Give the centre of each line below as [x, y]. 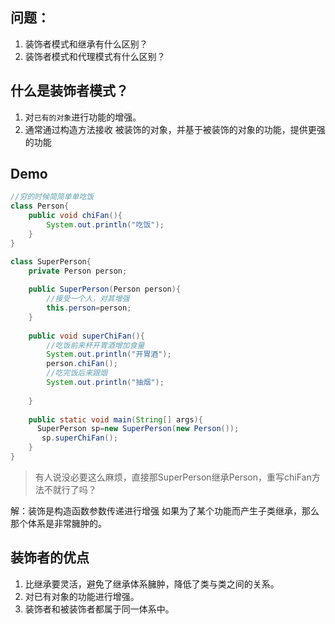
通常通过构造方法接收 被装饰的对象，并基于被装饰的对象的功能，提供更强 [175, 129]
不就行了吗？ [70, 489]
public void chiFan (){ [75, 216]
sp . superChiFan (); [79, 438]
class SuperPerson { [51, 261]
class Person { [40, 206]
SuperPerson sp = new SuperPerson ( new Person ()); [138, 429]
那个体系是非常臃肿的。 [58, 523]
